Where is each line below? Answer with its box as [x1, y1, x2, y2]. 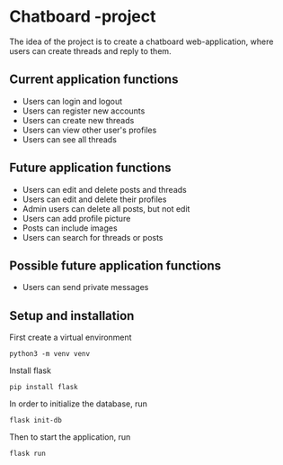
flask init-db [9, 416, 63, 425]
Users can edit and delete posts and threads [22, 184, 187, 195]
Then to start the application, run [9, 432, 131, 442]
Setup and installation [9, 308, 135, 324]
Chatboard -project [9, 6, 156, 27]
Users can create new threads [22, 114, 135, 125]
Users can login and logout [22, 96, 123, 106]
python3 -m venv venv [9, 350, 91, 359]
